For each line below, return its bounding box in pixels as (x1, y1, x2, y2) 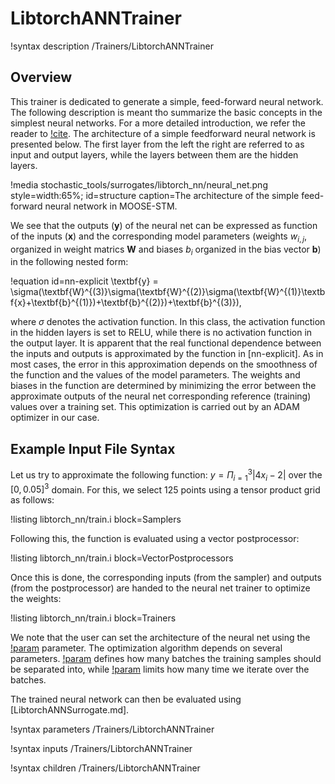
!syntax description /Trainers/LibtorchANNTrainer (10, 40, 214, 52)
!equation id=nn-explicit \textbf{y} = (10, 275, 159, 287)
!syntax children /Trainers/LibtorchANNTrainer (10, 762, 201, 774)
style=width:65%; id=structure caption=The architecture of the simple (10, 189, 300, 201)
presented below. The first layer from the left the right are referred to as (10, 138, 305, 150)
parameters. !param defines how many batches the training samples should (10, 653, 322, 665)
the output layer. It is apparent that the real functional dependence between (10, 337, 322, 349)
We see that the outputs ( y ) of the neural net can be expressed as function (10, 219, 318, 231)
